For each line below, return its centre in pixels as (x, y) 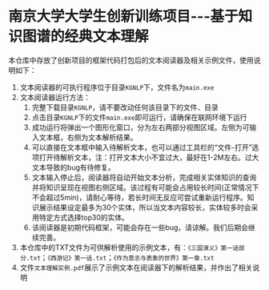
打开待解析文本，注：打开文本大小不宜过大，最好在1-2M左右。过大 (149, 157)
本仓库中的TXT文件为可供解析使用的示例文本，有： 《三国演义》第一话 (129, 247)
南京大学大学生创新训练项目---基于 (123, 16)
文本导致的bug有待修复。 (74, 167)
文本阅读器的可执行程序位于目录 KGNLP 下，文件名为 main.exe (117, 87)
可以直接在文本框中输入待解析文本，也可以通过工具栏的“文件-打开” (142, 147)
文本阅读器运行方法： (55, 97)
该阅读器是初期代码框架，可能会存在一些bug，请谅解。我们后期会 (140, 227)
